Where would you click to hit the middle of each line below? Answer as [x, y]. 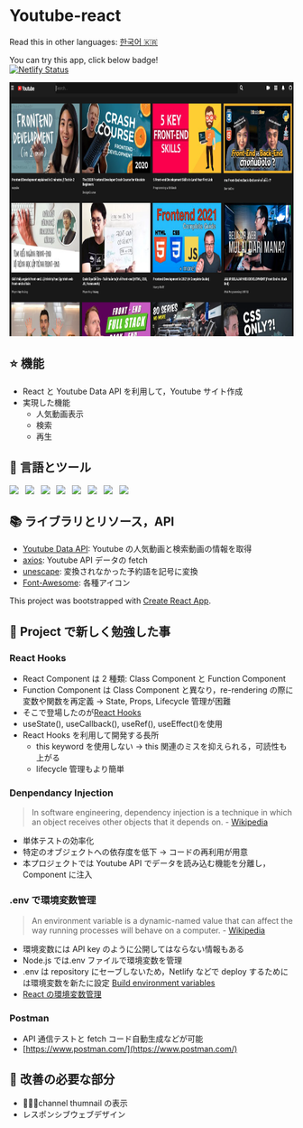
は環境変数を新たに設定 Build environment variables [119, 983]
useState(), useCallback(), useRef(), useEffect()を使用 [122, 724]
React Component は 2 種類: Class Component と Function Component [154, 679]
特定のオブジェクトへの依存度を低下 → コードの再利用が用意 [135, 852]
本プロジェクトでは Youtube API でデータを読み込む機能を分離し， [146, 863]
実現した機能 [46, 402]
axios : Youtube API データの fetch [85, 560]
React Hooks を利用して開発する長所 [91, 735]
